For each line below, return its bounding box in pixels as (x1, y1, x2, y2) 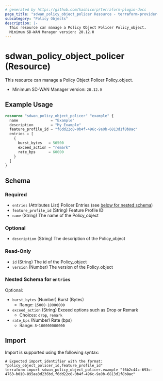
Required (5, 191, 27, 198)
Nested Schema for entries (5, 276, 71, 283)
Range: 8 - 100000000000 (19, 322, 65, 328)
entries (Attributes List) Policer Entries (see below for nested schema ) (12, 202, 153, 208)
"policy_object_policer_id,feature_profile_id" (5, 363, 103, 368)
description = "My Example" (9, 122, 81, 127)
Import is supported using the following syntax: (5, 349, 99, 355)
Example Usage (5, 101, 53, 109)
